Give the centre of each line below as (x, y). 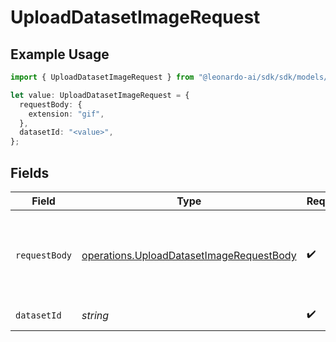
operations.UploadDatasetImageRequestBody (189, 255)
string (95, 315)
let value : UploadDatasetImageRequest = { (100, 95)
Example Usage (60, 54)
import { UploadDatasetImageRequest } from (102, 77)
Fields (30, 172)
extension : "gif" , (66, 114)
